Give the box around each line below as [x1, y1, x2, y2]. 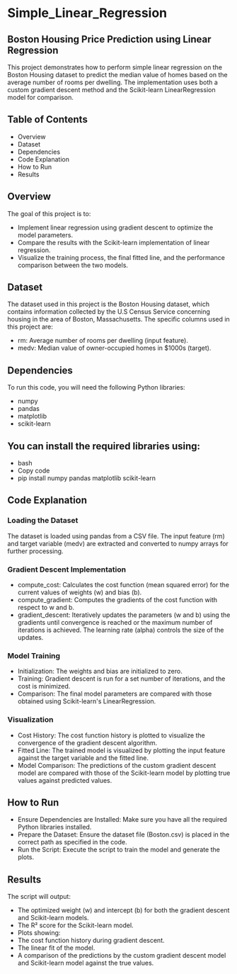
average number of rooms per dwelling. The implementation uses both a [7, 78, 218, 86]
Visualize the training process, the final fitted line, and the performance [17, 253, 225, 261]
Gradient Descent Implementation [7, 565, 126, 574]
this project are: [7, 322, 53, 331]
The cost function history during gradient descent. [17, 936, 165, 945]
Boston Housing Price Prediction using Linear [7, 33, 212, 45]
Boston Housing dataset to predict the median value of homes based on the [7, 71, 228, 79]
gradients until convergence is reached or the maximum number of [17, 618, 213, 627]
